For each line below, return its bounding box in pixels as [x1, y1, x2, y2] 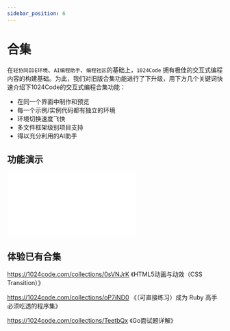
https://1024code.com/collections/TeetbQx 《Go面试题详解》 [7, 317, 177, 325]
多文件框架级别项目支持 [16, 123, 84, 131]
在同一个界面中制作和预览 [16, 97, 90, 106]
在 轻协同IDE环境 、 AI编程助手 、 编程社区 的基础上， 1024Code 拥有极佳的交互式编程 [7, 66, 223, 74]
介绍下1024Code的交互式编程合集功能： [12, 83, 127, 91]
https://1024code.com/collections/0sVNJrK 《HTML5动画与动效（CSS [7, 270, 203, 278]
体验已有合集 [7, 251, 62, 262]
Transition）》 [7, 279, 44, 287]
